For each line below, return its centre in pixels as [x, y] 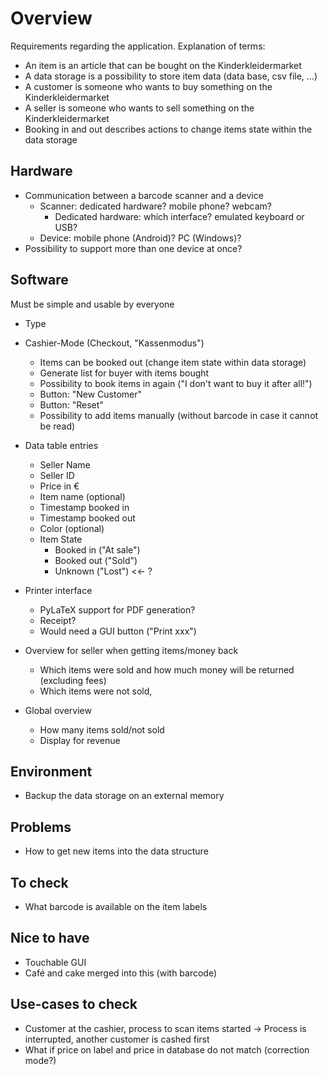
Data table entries [61, 445]
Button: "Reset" [71, 404]
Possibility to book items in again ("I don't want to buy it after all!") [176, 383]
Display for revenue [80, 740]
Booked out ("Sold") [96, 560]
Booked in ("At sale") [97, 549]
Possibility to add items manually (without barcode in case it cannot [179, 415]
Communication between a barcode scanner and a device [144, 195]
